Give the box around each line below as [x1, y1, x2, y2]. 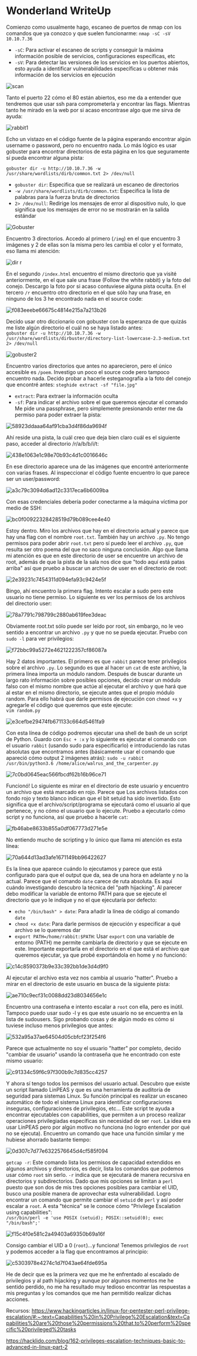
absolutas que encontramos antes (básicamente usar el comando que [6, 748, 175, 755]
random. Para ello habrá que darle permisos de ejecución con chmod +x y [6, 695, 182, 702]
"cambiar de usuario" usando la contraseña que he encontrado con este [6, 1051, 181, 1058]
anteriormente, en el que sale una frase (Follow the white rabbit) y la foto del [6, 276, 191, 283]
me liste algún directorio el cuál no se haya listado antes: [6, 324, 143, 331]
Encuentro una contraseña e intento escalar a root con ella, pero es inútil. [6, 1003, 184, 1010]
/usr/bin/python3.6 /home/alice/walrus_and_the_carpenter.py [6, 761, 159, 766]
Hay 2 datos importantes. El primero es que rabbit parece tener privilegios [6, 658, 187, 665]
